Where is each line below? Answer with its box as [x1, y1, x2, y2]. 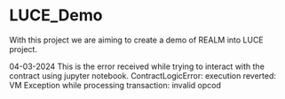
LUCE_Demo [9, 5, 103, 26]
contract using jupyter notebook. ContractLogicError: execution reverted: [9, 70, 277, 80]
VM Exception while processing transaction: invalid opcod [9, 80, 222, 90]
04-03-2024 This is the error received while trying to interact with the [9, 61, 265, 72]
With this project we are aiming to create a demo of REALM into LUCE [9, 34, 264, 45]
